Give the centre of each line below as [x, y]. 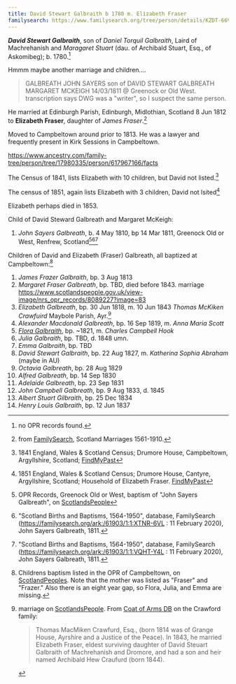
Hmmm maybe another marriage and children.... [77, 70]
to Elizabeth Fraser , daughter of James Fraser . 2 [78, 120]
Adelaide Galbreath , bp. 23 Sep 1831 [71, 383]
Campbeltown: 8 [30, 263]
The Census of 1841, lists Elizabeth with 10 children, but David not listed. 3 [113, 177]
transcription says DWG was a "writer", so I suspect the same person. [126, 98]
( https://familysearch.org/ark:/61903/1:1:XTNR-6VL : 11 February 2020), [120, 523]
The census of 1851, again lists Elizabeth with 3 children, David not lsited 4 [114, 192]
